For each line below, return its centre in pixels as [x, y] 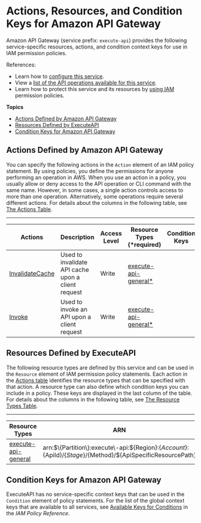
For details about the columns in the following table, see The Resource [93, 399]
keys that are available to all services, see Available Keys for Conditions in [97, 507]
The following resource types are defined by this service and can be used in [100, 367]
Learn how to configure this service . [60, 76]
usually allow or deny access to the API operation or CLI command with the [99, 183]
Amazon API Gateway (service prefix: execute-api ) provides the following [97, 40]
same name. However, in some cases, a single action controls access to [95, 190]
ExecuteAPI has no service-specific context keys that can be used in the [95, 494]
